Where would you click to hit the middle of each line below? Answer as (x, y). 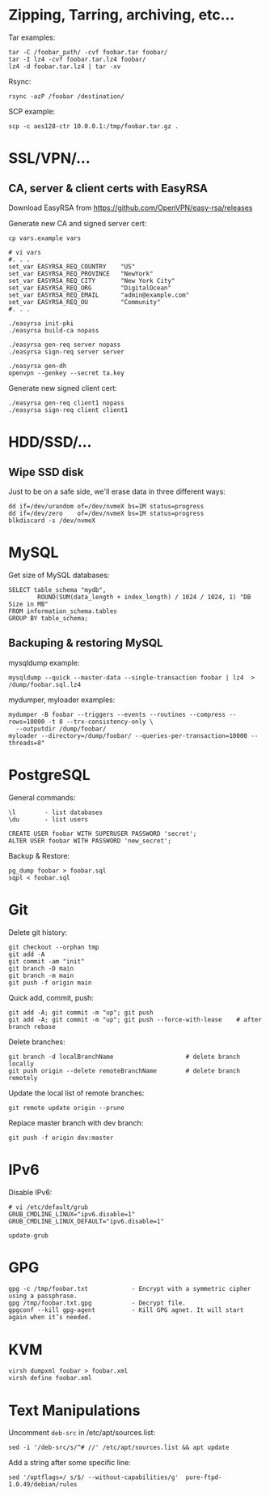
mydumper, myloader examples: (62, 700)
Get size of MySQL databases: (59, 575)
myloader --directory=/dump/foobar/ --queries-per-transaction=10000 (128, 735)
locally (21, 1064)
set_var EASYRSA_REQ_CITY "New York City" (92, 281)
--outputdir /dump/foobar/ (61, 729)
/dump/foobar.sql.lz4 (45, 684)
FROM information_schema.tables (63, 611)
